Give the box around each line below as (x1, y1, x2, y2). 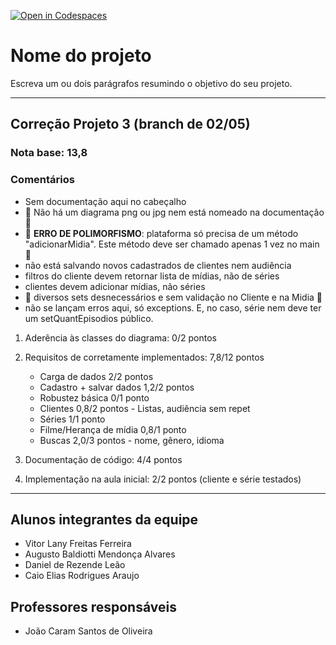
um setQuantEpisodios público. (24, 312, 154, 324)
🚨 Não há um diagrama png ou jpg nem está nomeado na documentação (24, 206, 325, 218)
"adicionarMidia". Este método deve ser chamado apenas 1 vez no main (24, 238, 320, 250)
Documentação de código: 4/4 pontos (24, 453, 183, 465)
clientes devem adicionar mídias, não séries (24, 280, 206, 292)
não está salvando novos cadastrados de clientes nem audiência (24, 259, 292, 271)
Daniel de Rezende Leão (24, 559, 126, 571)
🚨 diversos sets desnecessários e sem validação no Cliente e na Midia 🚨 (24, 291, 323, 303)
